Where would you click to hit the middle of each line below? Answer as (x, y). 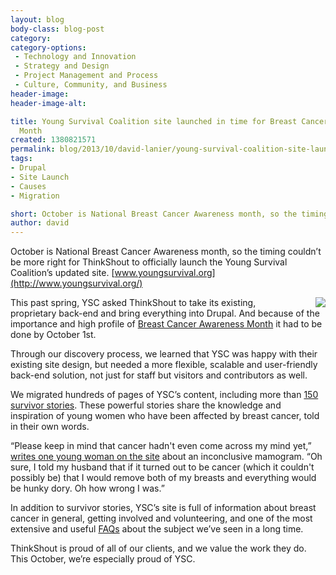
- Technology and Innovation (75, 57)
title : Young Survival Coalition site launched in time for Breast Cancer (169, 121)
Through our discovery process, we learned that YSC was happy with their (164, 354)
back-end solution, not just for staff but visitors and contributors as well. (159, 375)
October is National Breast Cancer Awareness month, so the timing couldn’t (166, 252)
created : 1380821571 (53, 140)
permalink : (33, 149)
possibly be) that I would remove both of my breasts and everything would (163, 478)
